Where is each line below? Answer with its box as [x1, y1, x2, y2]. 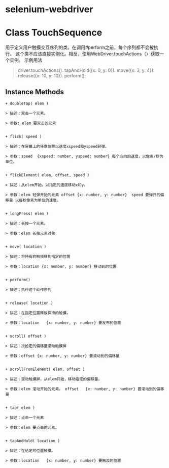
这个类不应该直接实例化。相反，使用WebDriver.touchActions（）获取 [15, 51, 160, 57]
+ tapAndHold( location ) [5, 438, 60, 444]
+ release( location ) [5, 300, 53, 306]
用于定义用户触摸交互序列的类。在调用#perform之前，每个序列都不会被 [5, 44, 154, 50]
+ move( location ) [5, 244, 47, 249]
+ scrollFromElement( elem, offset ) [5, 367, 85, 372]
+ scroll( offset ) [5, 334, 47, 339]
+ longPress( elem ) [5, 211, 49, 216]
